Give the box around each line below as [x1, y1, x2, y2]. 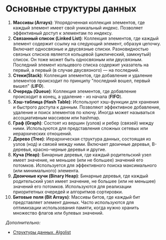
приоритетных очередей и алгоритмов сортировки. [12, 189, 123, 195]
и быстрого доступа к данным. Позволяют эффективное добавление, [12, 104, 161, 110]
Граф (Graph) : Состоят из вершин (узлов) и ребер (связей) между [12, 120, 154, 126]
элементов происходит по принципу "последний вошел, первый [12, 78, 151, 84]
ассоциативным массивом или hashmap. [12, 115, 100, 120]
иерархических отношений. [12, 130, 72, 136]
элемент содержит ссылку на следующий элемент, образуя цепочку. [12, 40, 161, 46]
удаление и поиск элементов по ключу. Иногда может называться [12, 109, 155, 115]
